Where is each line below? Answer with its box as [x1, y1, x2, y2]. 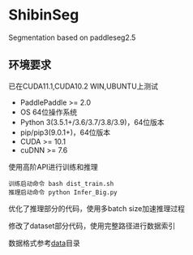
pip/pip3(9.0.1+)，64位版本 [19, 127, 111, 137]
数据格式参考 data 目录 [8, 238, 80, 248]
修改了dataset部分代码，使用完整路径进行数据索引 [8, 221, 176, 231]
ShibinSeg [8, 6, 79, 24]
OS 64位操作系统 [19, 107, 78, 117]
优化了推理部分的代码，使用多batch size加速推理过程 [8, 203, 185, 213]
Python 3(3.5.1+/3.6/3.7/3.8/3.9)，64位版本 [19, 117, 165, 127]
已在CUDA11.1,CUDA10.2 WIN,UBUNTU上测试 [8, 81, 159, 91]
